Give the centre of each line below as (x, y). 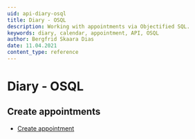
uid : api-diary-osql (37, 13)
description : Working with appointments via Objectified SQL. (99, 26)
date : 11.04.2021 (32, 46)
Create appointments (54, 112)
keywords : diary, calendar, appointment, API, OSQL (83, 33)
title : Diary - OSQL (37, 20)
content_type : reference (43, 53)
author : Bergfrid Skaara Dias (51, 39)
